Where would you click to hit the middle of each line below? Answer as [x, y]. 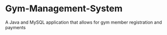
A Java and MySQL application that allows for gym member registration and [83, 22]
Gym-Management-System [64, 9]
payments [16, 27]
